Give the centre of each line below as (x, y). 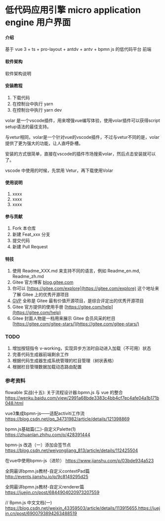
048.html (14, 403)
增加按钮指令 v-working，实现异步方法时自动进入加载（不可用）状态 (82, 348)
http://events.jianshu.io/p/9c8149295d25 (47, 477)
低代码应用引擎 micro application (73, 10)
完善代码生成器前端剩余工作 (41, 354)
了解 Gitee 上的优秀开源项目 (41, 295)
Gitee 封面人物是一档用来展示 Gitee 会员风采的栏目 (64, 319)
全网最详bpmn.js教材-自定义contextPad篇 (47, 471)
